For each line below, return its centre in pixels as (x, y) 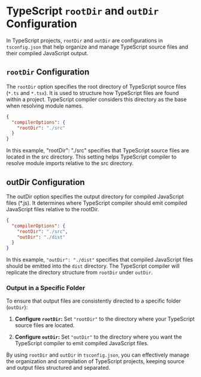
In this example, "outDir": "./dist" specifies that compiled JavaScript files (100, 260)
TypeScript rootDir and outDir (83, 11)
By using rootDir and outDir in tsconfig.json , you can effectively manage (98, 355)
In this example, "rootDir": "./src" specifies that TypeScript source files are (98, 151)
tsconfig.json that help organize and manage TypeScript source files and (97, 47)
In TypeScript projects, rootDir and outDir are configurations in (85, 40)
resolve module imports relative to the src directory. (70, 163)
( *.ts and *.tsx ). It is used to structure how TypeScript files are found (93, 93)
